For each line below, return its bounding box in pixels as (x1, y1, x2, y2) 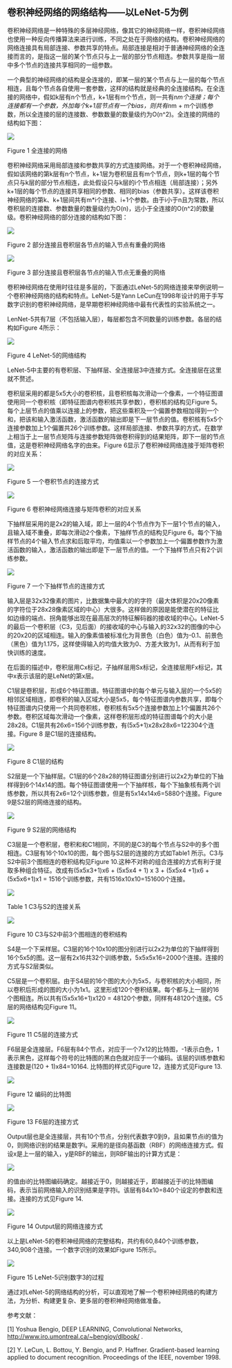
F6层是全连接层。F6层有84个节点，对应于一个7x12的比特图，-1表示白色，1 (7, 1044, 220, 1053)
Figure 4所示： (19, 324, 61, 332)
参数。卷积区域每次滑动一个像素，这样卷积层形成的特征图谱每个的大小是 (7, 712, 213, 720)
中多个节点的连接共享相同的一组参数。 (7, 61, 116, 69)
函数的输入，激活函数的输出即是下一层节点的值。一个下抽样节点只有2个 (12, 545, 217, 554)
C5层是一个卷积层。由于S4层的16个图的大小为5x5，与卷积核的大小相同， (7, 977, 215, 985)
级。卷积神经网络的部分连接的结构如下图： (7, 213, 128, 221)
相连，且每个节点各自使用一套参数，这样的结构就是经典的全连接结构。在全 (7, 84, 219, 92)
